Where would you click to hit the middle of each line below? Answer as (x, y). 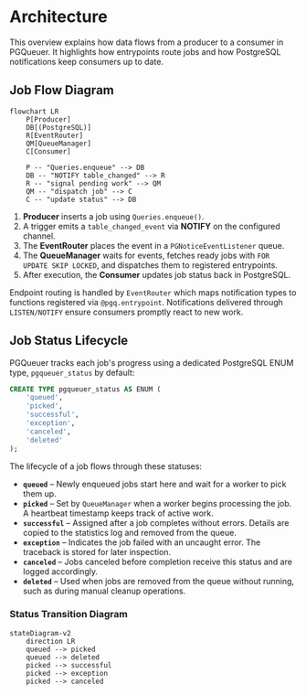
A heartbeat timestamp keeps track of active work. (118, 513)
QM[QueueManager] (59, 144)
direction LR (51, 641)
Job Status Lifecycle (69, 341)
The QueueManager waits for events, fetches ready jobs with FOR (146, 255)
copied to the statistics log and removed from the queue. (130, 532)
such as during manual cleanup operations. (104, 591)
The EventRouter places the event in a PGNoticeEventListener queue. (153, 245)
